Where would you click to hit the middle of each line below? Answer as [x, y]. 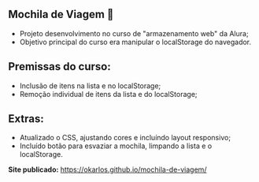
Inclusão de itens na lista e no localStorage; [90, 85]
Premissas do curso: [60, 67]
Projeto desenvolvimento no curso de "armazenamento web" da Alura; [134, 33]
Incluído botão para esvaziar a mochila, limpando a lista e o [116, 146]
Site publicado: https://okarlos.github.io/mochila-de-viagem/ [107, 169]
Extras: [26, 119]
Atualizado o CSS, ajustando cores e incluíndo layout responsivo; [125, 138]
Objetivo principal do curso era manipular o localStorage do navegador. [135, 42]
